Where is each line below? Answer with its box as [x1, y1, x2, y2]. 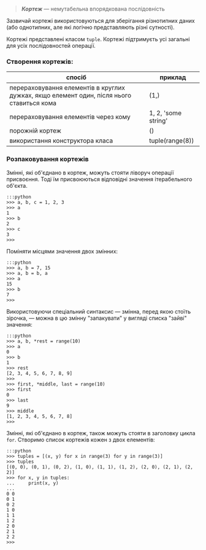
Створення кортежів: [6, 57, 74, 66]
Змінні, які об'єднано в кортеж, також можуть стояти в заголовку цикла [6, 429, 196, 436]
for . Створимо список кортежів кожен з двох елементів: [6, 436, 155, 443]
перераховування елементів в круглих [9, 83, 126, 92]
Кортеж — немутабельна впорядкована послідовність [21, 6, 166, 12]
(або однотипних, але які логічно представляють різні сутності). [6, 24, 175, 31]
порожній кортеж [9, 126, 61, 135]
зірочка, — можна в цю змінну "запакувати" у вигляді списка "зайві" [6, 314, 187, 322]
